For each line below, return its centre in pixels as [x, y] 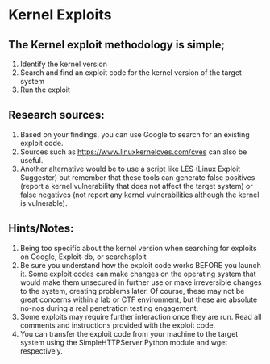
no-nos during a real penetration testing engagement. [109, 308]
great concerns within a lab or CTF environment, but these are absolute [139, 299]
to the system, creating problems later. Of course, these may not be [132, 291]
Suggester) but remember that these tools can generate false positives [137, 177]
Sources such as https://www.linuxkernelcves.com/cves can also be [133, 152]
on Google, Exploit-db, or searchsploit [83, 257]
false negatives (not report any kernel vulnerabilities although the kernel [139, 195]
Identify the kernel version [63, 64]
